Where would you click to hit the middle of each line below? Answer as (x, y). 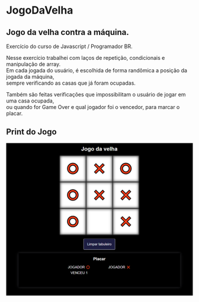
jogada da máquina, (30, 77)
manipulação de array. (33, 64)
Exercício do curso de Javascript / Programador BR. (70, 46)
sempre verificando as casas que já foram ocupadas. (71, 83)
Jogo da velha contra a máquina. (68, 32)
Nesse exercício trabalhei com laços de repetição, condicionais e (86, 58)
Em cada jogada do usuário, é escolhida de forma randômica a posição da (97, 70)
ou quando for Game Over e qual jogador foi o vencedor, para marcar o (93, 107)
